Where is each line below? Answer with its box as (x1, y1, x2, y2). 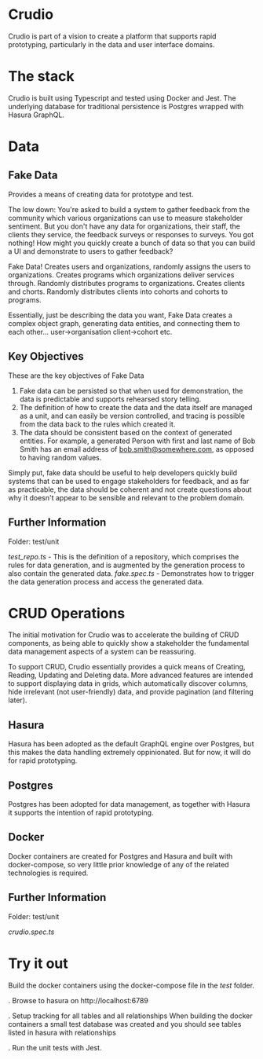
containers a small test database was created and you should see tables (8, 1019, 242, 1028)
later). (8, 695, 27, 705)
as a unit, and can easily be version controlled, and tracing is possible (19, 411, 246, 420)
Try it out (8, 955, 68, 972)
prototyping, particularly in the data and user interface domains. (8, 39, 215, 49)
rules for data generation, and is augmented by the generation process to (8, 560, 246, 570)
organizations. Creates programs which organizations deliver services (8, 269, 235, 280)
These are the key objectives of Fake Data (8, 371, 144, 380)
